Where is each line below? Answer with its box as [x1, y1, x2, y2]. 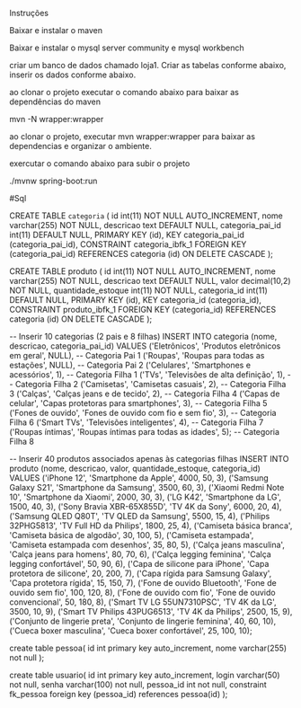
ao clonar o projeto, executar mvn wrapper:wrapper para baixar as [9, 131, 256, 142]
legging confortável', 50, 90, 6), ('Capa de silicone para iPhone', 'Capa [9, 559, 270, 569]
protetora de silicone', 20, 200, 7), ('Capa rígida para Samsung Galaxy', [9, 568, 272, 579]
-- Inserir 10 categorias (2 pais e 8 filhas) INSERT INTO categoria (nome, [9, 332, 278, 341]
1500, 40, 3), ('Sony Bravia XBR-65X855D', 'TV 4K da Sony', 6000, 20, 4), [9, 501, 282, 511]
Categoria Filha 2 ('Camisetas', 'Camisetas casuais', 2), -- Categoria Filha [14, 379, 287, 389]
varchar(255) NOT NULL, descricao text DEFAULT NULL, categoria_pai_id [9, 220, 281, 230]
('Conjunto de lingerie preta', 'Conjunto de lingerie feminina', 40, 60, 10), [9, 615, 277, 626]
